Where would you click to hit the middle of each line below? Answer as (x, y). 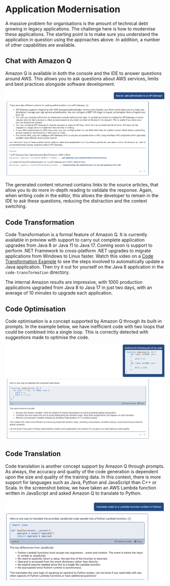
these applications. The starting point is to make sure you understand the (82, 34)
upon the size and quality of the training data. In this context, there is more (83, 477)
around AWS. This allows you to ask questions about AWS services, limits (82, 78)
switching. (16, 206)
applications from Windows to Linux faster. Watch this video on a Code (79, 256)
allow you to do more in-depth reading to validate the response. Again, (79, 190)
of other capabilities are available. (41, 45)
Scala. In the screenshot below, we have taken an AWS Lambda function (81, 487)
